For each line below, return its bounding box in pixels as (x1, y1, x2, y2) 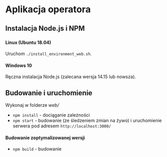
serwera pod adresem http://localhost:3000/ (12, 123, 111, 129)
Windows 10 (5, 62, 32, 69)
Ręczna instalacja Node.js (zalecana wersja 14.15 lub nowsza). (5, 74, 136, 80)
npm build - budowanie (12, 146, 62, 152)
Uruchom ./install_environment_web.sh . (5, 51, 92, 57)
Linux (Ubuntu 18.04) (5, 39, 51, 46)
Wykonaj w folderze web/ (5, 102, 59, 108)
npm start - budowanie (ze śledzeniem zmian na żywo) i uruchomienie (12, 118, 162, 124)
